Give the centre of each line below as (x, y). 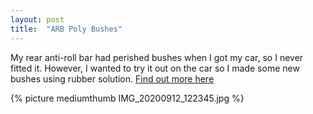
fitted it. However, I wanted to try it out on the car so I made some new (155, 68)
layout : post (37, 19)
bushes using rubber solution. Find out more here (112, 78)
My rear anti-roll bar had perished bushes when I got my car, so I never (157, 57)
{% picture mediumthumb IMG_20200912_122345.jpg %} (127, 98)
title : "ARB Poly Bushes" (66, 29)
